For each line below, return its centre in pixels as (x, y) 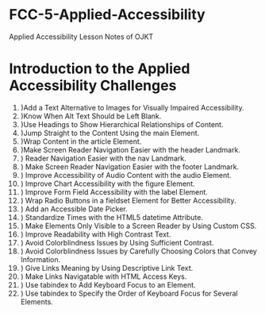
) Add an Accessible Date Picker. (74, 209)
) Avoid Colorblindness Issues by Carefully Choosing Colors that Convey (138, 251)
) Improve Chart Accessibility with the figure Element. (108, 184)
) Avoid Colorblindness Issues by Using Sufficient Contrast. (117, 242)
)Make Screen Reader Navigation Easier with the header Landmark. (131, 149)
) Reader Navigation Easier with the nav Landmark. (103, 158)
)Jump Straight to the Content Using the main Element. (110, 133)
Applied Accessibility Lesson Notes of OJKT (81, 37)
